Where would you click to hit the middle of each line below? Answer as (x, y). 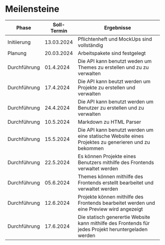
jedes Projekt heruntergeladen (113, 229)
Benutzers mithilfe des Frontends (116, 162)
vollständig (90, 45)
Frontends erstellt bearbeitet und (116, 183)
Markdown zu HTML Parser (110, 122)
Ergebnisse (118, 27)
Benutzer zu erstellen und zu (111, 108)
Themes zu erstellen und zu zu (113, 67)
